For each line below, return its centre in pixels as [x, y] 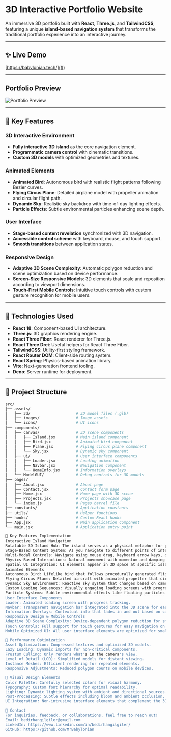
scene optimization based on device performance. [65, 274]
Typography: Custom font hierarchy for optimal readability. [72, 687]
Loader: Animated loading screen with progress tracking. [68, 602]
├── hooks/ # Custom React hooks [64, 518]
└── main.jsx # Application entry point [69, 527]
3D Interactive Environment [40, 135]
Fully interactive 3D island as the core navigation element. [74, 147]
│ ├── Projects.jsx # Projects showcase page [68, 499]
